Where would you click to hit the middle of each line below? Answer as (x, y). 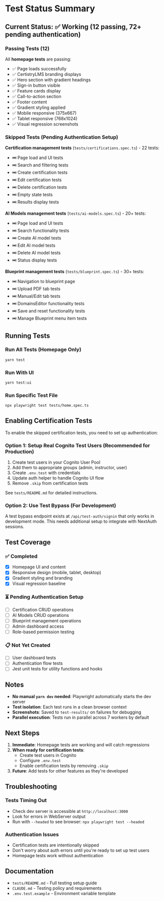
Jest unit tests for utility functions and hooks (57, 669)
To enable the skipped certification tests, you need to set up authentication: (82, 433)
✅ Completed (21, 556)
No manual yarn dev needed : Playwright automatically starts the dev (82, 697)
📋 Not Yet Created (28, 645)
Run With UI (20, 372)
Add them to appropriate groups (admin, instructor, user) (69, 468)
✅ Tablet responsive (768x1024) (45, 118)
